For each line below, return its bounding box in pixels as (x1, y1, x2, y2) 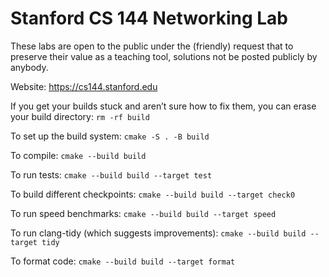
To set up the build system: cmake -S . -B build (10, 130, 210, 142)
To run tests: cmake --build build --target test (10, 168, 213, 181)
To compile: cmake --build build (10, 149, 147, 161)
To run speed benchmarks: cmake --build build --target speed (10, 207, 277, 219)
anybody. (10, 61, 49, 73)
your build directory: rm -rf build (10, 110, 150, 122)
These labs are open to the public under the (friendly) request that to (10, 40, 294, 52)
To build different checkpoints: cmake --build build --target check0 (10, 188, 296, 200)
